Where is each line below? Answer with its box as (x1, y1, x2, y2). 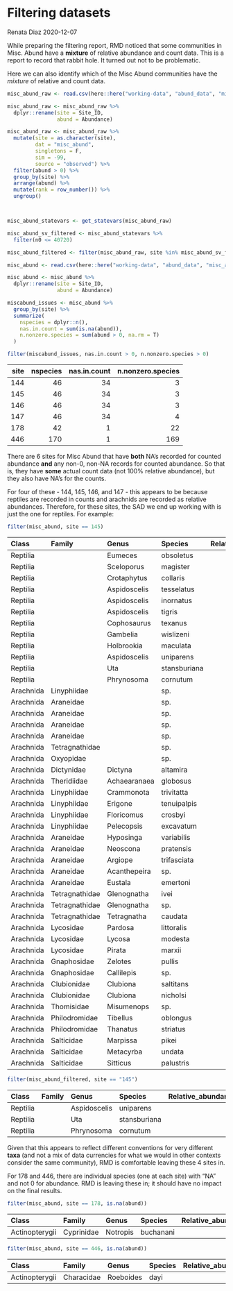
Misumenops (107, 1002, 150, 1011)
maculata (161, 641, 192, 650)
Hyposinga (107, 832, 143, 842)
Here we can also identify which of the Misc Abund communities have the (7, 69, 218, 78)
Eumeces (107, 550, 137, 560)
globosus (161, 776, 192, 786)
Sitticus (107, 1058, 132, 1068)
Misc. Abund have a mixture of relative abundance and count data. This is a (7, 49, 224, 57)
